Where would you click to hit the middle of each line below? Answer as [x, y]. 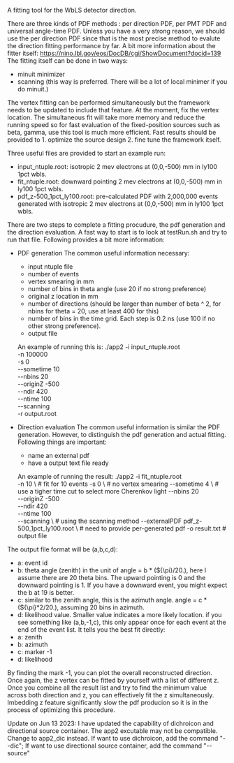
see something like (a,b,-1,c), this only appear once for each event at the [122, 622]
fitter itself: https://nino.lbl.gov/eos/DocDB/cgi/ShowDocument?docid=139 [114, 53]
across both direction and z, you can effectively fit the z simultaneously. [111, 695]
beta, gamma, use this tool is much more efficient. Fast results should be [112, 132]
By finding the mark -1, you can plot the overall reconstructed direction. [110, 673]
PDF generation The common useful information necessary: [103, 253]
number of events [53, 274]
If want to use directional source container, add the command [114, 746]
